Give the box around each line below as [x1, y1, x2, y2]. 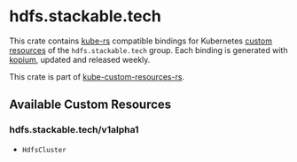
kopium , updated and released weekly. [9, 54, 151, 65]
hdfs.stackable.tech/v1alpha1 [9, 124, 139, 136]
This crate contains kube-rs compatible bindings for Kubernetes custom [9, 35, 273, 46]
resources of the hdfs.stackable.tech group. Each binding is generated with [9, 44, 288, 55]
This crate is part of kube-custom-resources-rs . [9, 71, 184, 81]
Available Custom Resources [9, 97, 172, 112]
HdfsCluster [21, 145, 66, 154]
